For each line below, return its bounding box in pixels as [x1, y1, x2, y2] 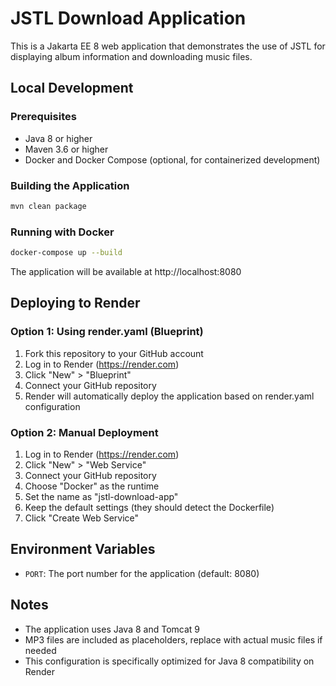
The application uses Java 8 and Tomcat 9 [24, 623, 201, 635]
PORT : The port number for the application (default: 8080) [24, 567, 260, 579]
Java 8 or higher [24, 132, 93, 144]
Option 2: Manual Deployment [10, 425, 159, 439]
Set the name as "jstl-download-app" [24, 490, 179, 502]
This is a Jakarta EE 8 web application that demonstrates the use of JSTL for [10, 40, 326, 52]
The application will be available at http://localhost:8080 [10, 265, 242, 277]
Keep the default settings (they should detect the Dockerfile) [24, 501, 275, 513]
